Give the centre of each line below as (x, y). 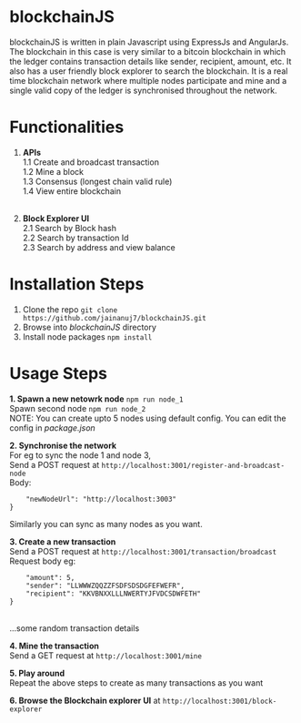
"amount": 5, (50, 577)
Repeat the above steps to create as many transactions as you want (136, 682)
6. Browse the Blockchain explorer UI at (85, 700)
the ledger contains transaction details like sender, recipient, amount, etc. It (150, 61)
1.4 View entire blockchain (71, 191)
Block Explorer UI (55, 218)
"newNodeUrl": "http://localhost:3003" (101, 499)
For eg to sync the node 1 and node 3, (80, 455)
